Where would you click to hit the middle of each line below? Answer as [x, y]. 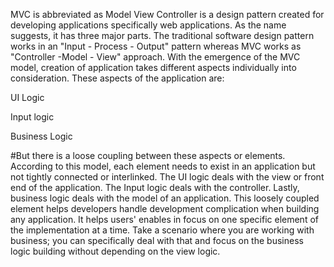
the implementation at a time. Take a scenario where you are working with [162, 230]
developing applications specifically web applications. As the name [148, 25]
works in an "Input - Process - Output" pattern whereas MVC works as [156, 46]
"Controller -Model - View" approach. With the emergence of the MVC [155, 57]
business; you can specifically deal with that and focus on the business [157, 240]
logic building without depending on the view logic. [115, 251]
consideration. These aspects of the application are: [117, 78]
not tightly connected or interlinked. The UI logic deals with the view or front [167, 177]
